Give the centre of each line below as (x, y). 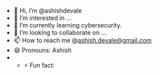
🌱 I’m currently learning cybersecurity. (68, 25)
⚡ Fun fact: (39, 65)
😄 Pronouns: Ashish (42, 50)
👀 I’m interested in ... (42, 18)
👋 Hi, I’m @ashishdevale (48, 11)
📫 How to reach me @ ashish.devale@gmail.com (83, 40)
